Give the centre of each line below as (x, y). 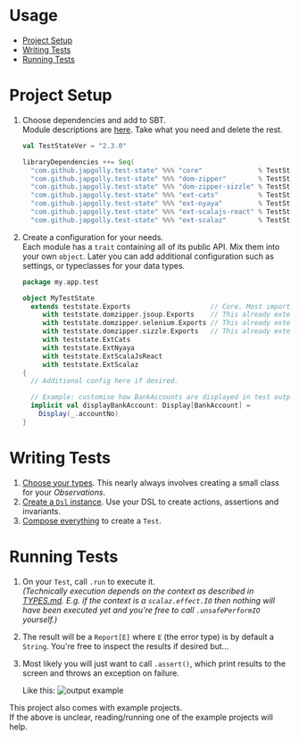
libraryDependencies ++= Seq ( (79, 162)
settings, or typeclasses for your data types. (104, 265)
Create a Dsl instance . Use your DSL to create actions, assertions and (150, 502)
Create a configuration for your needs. (92, 237)
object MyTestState (58, 298)
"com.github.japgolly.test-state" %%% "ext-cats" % (147, 196)
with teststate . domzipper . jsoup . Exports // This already (156, 315)
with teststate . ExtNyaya (89, 348)
